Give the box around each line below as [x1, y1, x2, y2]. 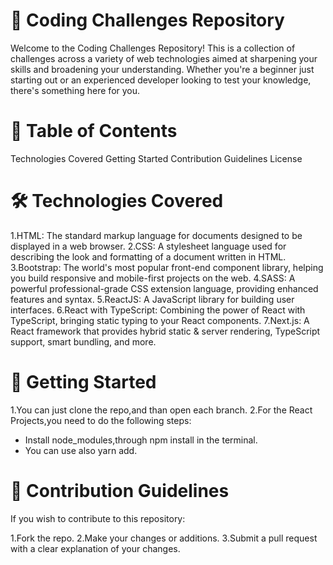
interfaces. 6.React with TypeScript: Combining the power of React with [10, 304, 306, 316]
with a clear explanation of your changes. [10, 542, 181, 554]
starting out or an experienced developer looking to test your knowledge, [10, 74, 312, 86]
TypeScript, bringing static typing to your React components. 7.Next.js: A [10, 314, 310, 326]
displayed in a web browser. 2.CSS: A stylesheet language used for [10, 240, 287, 252]
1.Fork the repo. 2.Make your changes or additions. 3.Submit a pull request [10, 532, 318, 544]
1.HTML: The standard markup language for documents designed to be [10, 229, 303, 241]
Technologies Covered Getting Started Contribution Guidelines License [10, 152, 303, 164]
